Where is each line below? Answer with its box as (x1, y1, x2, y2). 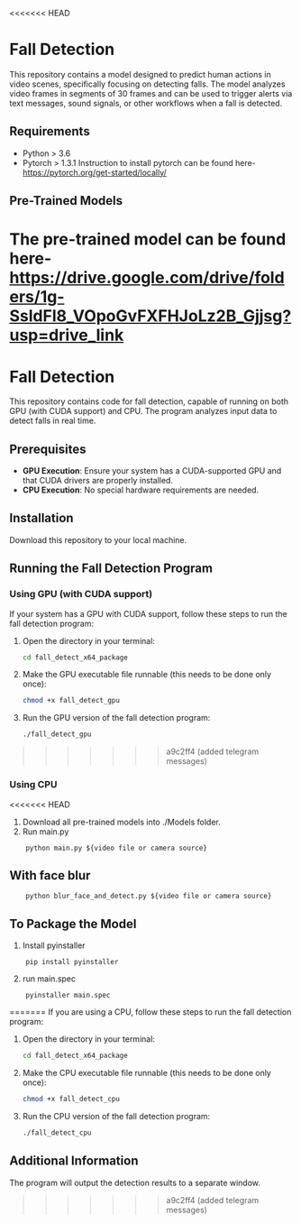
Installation (9, 511, 74, 526)
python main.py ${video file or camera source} (25, 843, 207, 852)
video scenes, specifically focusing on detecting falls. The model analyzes (9, 78, 286, 89)
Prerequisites (9, 441, 87, 456)
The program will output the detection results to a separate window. (9, 1177, 261, 1188)
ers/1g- (9, 287, 65, 308)
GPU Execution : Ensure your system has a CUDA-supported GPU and (22, 465, 282, 476)
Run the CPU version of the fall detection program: (22, 1110, 211, 1121)
